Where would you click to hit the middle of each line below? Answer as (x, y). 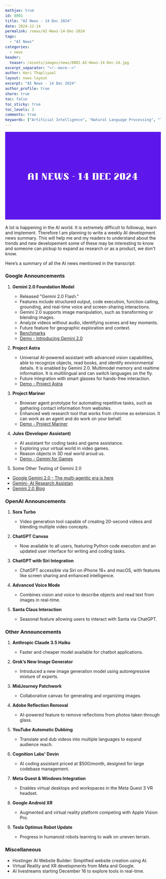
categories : (17, 47)
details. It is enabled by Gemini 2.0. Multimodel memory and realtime (89, 368)
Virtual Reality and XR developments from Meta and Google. (73, 866)
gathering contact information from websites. (66, 408)
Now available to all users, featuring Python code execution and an (88, 546)
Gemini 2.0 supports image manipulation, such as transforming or (86, 312)
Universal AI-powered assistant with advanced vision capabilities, (86, 357)
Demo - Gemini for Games (46, 459)
